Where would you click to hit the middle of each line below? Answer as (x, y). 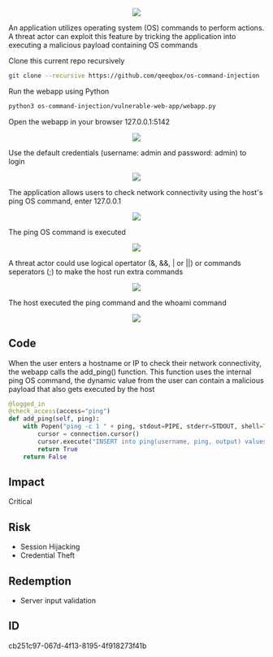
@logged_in (27, 404)
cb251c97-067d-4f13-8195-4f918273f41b (78, 646)
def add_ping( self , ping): (54, 419)
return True (58, 449)
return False (45, 457)
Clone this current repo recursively (67, 61)
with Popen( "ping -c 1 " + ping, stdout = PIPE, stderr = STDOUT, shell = (143, 427)
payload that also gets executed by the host (82, 389)
